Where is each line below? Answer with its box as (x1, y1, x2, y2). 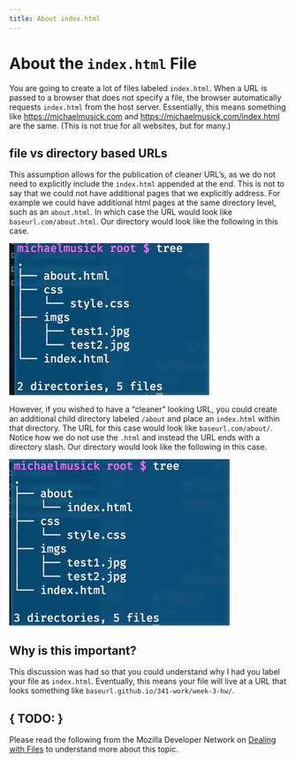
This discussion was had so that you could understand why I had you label (9, 667, 280, 677)
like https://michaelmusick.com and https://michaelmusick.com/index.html (9, 111, 280, 121)
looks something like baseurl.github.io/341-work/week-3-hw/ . (9, 685, 235, 696)
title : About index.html (9, 14, 101, 23)
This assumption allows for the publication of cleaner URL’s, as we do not (9, 169, 277, 180)
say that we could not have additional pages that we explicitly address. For (9, 188, 281, 199)
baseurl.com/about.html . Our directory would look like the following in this (9, 217, 278, 227)
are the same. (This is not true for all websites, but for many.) (9, 120, 231, 131)
